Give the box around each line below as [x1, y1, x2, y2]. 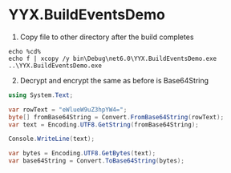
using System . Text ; [8, 91, 74, 99]
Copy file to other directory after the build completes [19, 32, 194, 42]
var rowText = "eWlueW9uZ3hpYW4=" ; [8, 106, 128, 114]
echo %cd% [8, 47, 42, 55]
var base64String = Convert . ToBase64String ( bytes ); [8, 157, 184, 165]
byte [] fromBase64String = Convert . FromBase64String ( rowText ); [8, 113, 225, 121]
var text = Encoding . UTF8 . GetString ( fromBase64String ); [8, 120, 199, 129]
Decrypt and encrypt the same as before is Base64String [19, 75, 209, 85]
